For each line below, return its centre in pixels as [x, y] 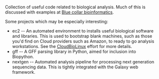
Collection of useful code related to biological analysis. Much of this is [75, 7]
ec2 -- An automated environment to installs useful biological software [83, 31]
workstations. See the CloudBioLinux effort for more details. [72, 46]
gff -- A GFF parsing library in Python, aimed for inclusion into [74, 51]
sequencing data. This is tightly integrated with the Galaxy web [75, 67]
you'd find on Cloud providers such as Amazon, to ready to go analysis [83, 41]
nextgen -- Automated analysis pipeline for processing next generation [83, 62]
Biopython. [23, 57]
